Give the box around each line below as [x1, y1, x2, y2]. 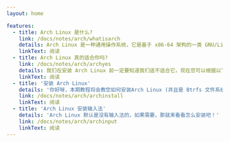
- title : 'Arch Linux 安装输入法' [12, 106, 106, 113]
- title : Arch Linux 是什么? [12, 29, 93, 36]
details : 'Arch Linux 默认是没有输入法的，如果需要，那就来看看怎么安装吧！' [19, 112, 220, 119]
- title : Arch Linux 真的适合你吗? [12, 54, 108, 62]
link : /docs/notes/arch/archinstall [19, 93, 124, 99]
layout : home [6, 10, 44, 17]
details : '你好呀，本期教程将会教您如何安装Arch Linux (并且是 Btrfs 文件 [19, 86, 216, 93]
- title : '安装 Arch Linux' [12, 80, 91, 86]
